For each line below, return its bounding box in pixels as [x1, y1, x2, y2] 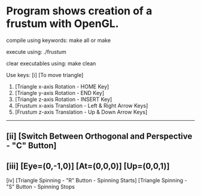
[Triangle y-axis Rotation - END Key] [14, 89, 105, 96]
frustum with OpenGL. [6, 17, 119, 30]
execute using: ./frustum [6, 48, 67, 55]
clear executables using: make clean [6, 60, 96, 67]
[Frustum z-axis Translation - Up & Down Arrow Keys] [14, 108, 148, 115]
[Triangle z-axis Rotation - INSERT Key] [14, 96, 112, 103]
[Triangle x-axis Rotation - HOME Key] [14, 82, 109, 90]
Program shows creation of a [6, 4, 153, 18]
